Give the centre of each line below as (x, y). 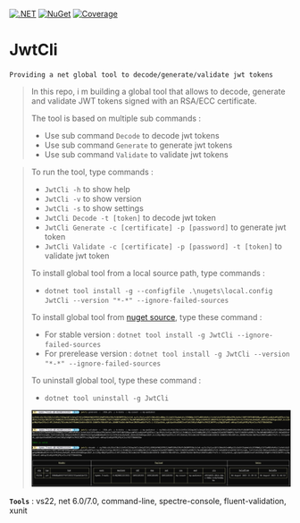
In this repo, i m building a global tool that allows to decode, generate (158, 91)
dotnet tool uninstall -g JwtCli (107, 398)
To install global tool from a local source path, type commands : (148, 273)
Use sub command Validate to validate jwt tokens (137, 154)
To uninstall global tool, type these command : (116, 380)
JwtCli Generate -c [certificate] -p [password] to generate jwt (165, 227)
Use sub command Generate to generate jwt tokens (138, 145)
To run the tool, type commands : (92, 172)
